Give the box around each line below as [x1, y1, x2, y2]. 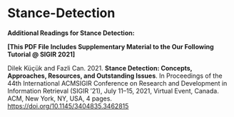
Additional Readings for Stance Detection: [7, 29, 135, 37]
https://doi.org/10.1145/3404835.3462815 [7, 101, 129, 110]
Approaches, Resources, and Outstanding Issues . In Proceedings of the [7, 71, 223, 80]
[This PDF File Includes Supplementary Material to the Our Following [7, 42, 214, 51]
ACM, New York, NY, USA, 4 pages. [7, 94, 113, 103]
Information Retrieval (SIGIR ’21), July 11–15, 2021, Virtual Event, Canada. [7, 86, 219, 95]
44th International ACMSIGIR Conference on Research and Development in [7, 78, 228, 87]
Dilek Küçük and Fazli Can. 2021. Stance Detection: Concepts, [7, 63, 193, 72]
